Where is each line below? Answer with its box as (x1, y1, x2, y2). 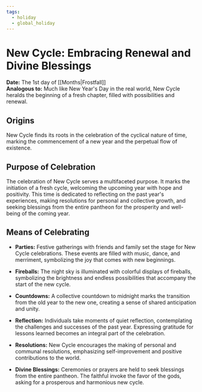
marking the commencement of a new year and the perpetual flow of (6, 138, 178, 145)
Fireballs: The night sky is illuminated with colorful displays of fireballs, (14, 268, 192, 275)
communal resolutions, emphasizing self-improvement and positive (14, 347, 182, 355)
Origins (6, 115, 35, 125)
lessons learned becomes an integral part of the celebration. (14, 329, 166, 337)
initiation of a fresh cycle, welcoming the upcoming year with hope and (6, 184, 183, 191)
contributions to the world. (14, 354, 81, 361)
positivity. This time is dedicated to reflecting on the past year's (6, 191, 165, 198)
